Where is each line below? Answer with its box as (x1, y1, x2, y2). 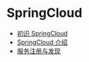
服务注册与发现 (16, 46, 61, 55)
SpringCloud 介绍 (16, 37, 68, 46)
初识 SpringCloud (16, 29, 68, 37)
